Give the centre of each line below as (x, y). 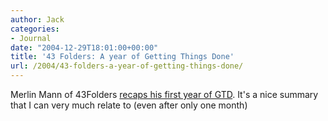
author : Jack (37, 19)
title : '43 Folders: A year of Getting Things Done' (122, 57)
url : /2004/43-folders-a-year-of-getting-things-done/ (127, 66)
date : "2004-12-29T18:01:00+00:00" (84, 47)
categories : (35, 29)
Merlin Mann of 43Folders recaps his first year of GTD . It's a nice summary (164, 94)
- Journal (31, 38)
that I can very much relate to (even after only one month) (129, 105)
